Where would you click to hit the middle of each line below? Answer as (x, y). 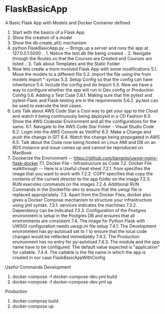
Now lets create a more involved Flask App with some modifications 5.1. (85, 69)
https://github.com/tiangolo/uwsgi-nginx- (116, 158)
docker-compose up (33, 306)
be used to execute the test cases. (47, 105)
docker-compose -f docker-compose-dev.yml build (65, 277)
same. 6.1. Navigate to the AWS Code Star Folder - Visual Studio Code (83, 126)
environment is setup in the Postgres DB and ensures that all (73, 215)
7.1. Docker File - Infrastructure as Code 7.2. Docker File (95, 163)
